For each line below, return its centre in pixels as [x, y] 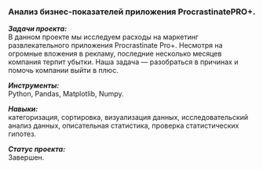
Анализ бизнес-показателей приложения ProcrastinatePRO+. [132, 12]
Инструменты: [34, 85]
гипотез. [22, 134]
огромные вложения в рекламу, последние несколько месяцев [115, 54]
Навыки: [23, 109]
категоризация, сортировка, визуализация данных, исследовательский [128, 118]
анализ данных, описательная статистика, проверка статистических [124, 126]
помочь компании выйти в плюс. [64, 71]
